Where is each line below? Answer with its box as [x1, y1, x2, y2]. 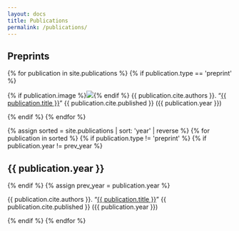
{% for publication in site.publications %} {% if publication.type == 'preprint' [7, 69, 232, 78]
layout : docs [7, 10, 46, 18]
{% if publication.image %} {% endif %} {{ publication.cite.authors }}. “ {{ [7, 91, 227, 100]
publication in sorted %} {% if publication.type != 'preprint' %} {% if [7, 134, 207, 143]
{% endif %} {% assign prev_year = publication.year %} [7, 181, 171, 190]
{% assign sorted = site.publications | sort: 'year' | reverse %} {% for [7, 126, 210, 135]
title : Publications [7, 17, 69, 24]
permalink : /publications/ [7, 24, 88, 31]
